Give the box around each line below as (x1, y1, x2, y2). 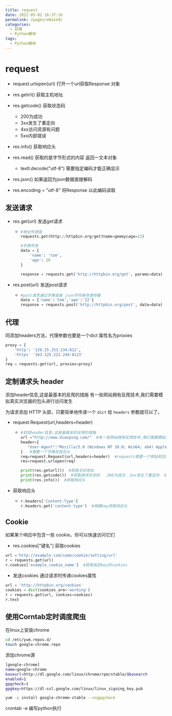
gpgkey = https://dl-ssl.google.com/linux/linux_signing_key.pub (5, 686, 143, 691)
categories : (5, 22, 31, 27)
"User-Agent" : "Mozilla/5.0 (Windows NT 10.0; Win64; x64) (27, 444, 154, 449)
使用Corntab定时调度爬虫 (5, 612, 86, 621)
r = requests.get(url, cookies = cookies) (5, 592, 93, 598)
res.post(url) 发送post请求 (12, 282, 68, 288)
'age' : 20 (30, 257, 51, 263)
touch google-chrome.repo (5, 642, 60, 647)
